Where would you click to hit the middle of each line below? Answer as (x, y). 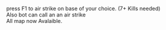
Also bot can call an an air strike (46, 15)
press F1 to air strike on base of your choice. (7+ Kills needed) (84, 9)
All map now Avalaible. (34, 21)
